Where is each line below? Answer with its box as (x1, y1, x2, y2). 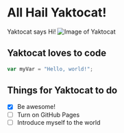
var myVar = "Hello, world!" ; (7, 65, 94, 73)
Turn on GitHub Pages (16, 110, 80, 119)
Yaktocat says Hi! (7, 27, 56, 36)
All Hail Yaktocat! (7, 5, 107, 21)
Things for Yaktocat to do (7, 84, 118, 97)
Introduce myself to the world (16, 118, 101, 126)
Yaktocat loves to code (7, 47, 107, 59)
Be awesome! (16, 103, 56, 111)
